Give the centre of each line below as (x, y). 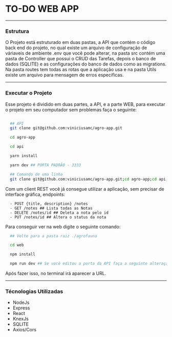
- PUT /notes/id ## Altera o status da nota (58, 217)
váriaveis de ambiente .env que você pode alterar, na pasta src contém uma (85, 53)
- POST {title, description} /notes (49, 204)
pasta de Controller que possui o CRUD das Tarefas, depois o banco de (81, 59)
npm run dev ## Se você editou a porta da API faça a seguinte (79, 264)
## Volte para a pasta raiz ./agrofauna (53, 236)
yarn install (24, 156)
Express (21, 308)
